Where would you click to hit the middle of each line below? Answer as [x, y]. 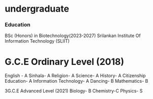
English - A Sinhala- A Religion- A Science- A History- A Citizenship [75, 76]
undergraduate [37, 9]
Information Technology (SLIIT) [37, 41]
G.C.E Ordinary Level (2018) [65, 62]
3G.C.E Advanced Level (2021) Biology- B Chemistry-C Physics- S [74, 91]
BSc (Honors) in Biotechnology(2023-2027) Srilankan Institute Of [73, 36]
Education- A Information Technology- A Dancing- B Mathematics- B [76, 81]
